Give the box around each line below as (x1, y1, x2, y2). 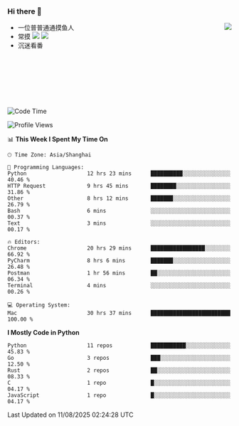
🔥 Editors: (7, 238, 41, 246)
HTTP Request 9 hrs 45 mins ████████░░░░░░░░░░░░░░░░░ (7, 183, 231, 190)
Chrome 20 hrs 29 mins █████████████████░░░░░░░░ (7, 245, 231, 252)
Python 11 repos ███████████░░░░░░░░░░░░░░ (7, 342, 231, 349)
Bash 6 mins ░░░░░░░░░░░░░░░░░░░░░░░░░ (7, 208, 231, 215)
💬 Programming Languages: (7, 164, 84, 171)
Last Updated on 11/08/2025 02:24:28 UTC (7, 410, 134, 419)
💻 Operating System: (7, 302, 71, 309)
